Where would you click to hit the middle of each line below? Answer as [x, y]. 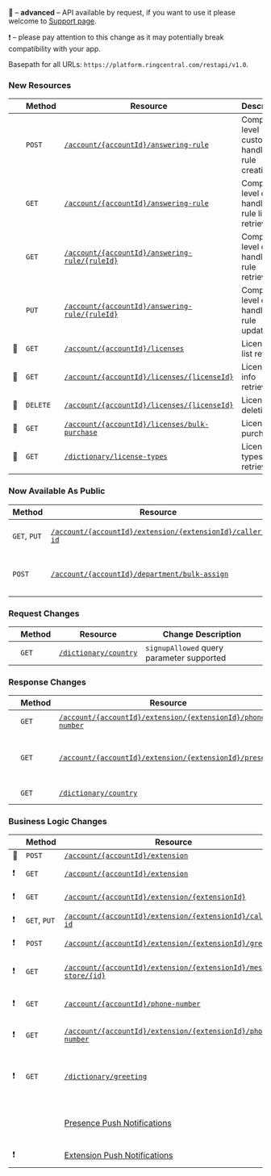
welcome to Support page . [52, 21]
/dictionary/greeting [106, 1077]
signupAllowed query [184, 647]
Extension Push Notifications [119, 1156]
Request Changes [44, 613]
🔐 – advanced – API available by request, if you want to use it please [122, 13]
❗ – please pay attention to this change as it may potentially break [116, 37]
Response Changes [47, 682]
